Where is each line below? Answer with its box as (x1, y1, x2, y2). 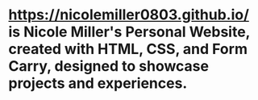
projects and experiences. (8, 74, 188, 93)
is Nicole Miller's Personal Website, (8, 23, 251, 41)
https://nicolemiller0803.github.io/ (8, 6, 250, 24)
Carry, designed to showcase (8, 57, 210, 76)
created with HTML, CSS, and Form (8, 40, 248, 58)
